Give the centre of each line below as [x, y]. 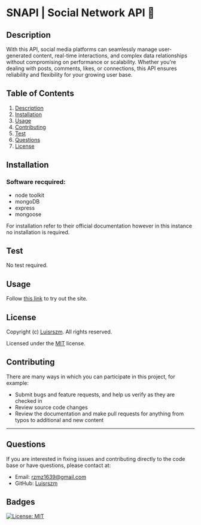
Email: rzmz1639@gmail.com [51, 477]
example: [17, 383]
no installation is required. [38, 232]
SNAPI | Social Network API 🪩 [80, 13]
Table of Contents [40, 94]
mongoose [28, 214]
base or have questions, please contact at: [59, 465]
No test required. [27, 265]
